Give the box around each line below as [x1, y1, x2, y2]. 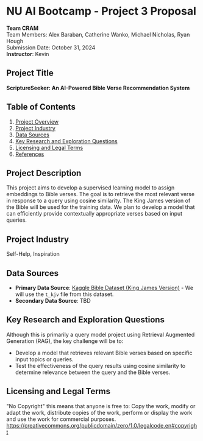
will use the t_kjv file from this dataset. [15, 291, 114, 298]
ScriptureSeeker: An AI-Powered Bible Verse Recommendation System [6, 84, 190, 91]
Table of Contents [6, 102, 76, 112]
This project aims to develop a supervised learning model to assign [6, 184, 175, 191]
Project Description [6, 168, 82, 178]
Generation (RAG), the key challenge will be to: [6, 337, 124, 345]
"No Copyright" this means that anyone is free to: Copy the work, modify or [6, 402, 196, 409]
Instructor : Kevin [6, 50, 49, 57]
